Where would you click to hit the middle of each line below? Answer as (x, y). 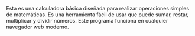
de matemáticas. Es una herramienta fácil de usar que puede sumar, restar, (97, 15)
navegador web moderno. (38, 27)
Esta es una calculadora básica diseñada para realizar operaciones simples (98, 8)
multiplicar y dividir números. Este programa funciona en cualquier (87, 21)
